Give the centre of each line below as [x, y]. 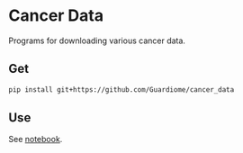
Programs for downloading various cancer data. [97, 40]
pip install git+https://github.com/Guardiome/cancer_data [121, 90]
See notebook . [36, 139]
